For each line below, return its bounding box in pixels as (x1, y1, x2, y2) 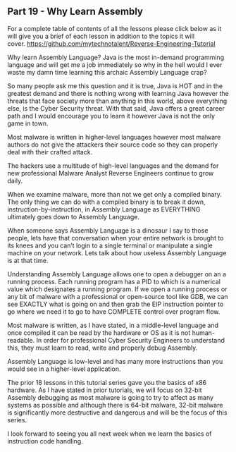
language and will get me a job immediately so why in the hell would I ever (7, 60, 223, 69)
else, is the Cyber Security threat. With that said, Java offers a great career (7, 104, 225, 112)
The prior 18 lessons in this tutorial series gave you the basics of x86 (7, 378, 206, 386)
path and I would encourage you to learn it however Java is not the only (7, 111, 216, 120)
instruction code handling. (7, 436, 83, 445)
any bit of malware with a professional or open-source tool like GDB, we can (7, 292, 228, 300)
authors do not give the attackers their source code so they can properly (7, 140, 218, 149)
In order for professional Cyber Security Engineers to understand (36, 336, 225, 344)
